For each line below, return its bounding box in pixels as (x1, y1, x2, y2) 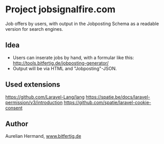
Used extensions (5, 80, 60, 89)
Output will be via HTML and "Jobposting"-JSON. (12, 65, 117, 71)
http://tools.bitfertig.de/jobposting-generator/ (12, 60, 109, 66)
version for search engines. (5, 26, 63, 32)
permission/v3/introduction (5, 99, 63, 106)
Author (5, 119, 28, 128)
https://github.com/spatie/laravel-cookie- (64, 99, 151, 106)
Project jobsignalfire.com (5, 4, 116, 15)
